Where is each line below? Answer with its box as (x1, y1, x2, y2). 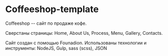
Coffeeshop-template (5, 4, 99, 15)
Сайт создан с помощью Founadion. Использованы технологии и (5, 39, 147, 46)
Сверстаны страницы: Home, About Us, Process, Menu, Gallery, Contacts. (5, 30, 163, 36)
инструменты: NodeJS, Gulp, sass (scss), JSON (5, 45, 107, 51)
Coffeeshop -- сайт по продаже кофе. (5, 20, 87, 26)
